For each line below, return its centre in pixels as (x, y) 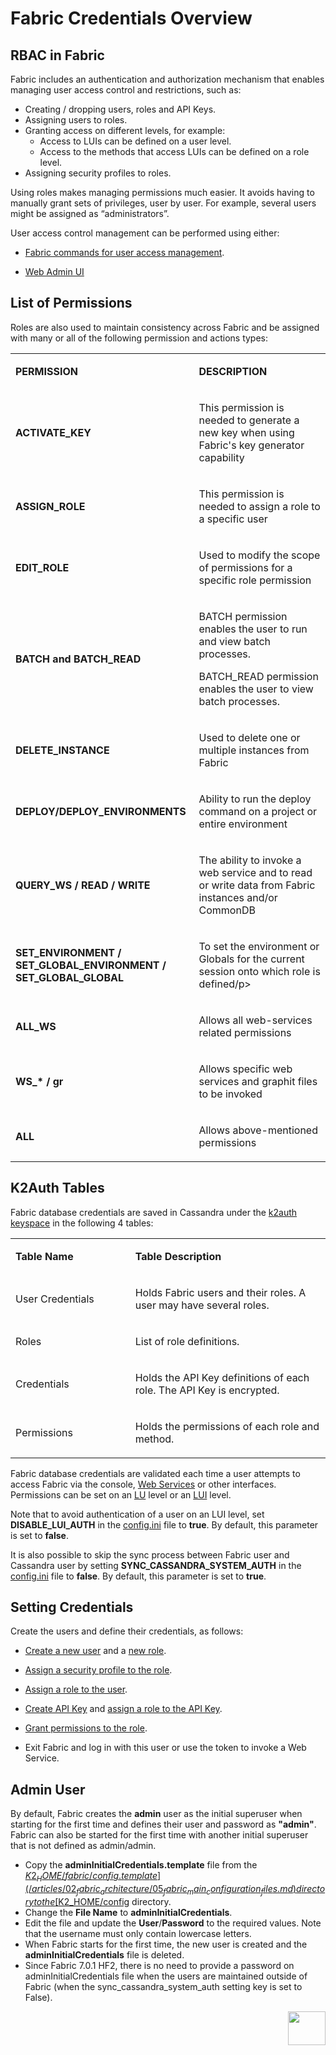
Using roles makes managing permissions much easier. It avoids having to (162, 192)
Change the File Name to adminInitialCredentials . (128, 1912)
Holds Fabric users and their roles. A (220, 1292)
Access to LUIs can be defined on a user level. (135, 141)
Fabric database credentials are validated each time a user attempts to (155, 1473)
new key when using (246, 432)
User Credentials (55, 1299)
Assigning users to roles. (76, 120)
